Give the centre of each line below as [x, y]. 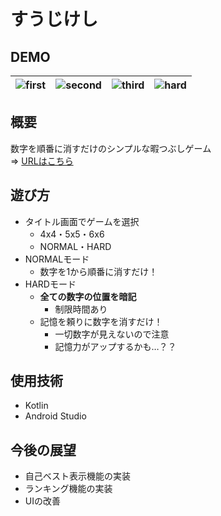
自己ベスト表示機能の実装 [78, 476]
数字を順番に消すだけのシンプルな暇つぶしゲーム [111, 148]
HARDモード [50, 284]
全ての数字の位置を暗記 [88, 296]
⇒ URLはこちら [42, 161]
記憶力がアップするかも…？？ [115, 346]
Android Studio [55, 416]
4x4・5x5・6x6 [72, 234]
